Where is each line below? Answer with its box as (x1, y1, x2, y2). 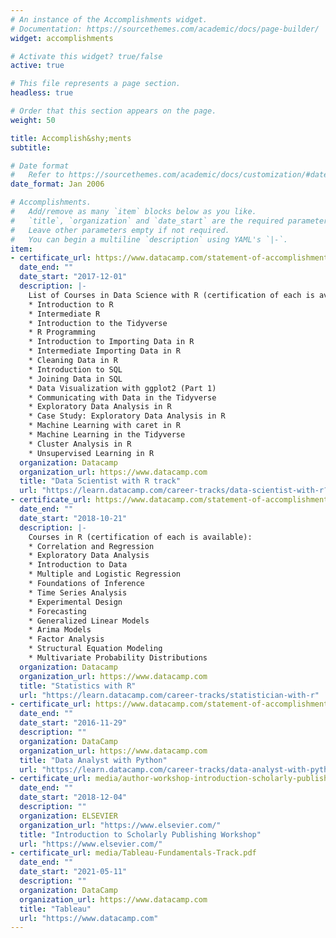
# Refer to (10, 170, 65, 180)
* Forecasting (28, 606, 87, 616)
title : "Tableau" (19, 904, 92, 914)
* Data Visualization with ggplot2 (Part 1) (28, 383, 217, 393)
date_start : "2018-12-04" (19, 792, 128, 803)
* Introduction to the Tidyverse (28, 318, 168, 328)
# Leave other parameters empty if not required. (10, 225, 230, 235)
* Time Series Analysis (28, 587, 128, 598)
